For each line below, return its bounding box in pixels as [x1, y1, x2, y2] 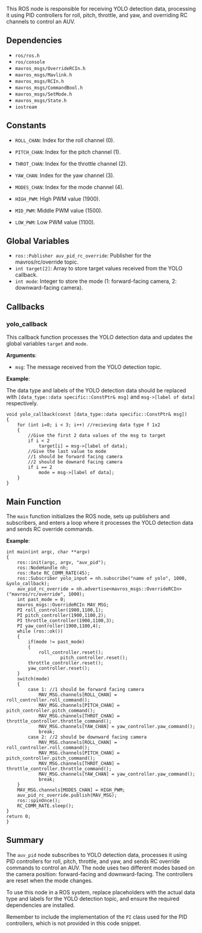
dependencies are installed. [6, 901, 75, 909]
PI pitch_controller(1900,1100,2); [17, 612, 107, 619]
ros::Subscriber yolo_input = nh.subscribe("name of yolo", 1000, [17, 575, 188, 581]
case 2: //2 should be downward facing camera [28, 734, 147, 740]
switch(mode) [17, 675, 50, 682]
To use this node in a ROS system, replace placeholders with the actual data [6, 888, 195, 896]
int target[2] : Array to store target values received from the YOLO [14, 265, 183, 272]
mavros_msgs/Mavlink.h [14, 72, 72, 78]
